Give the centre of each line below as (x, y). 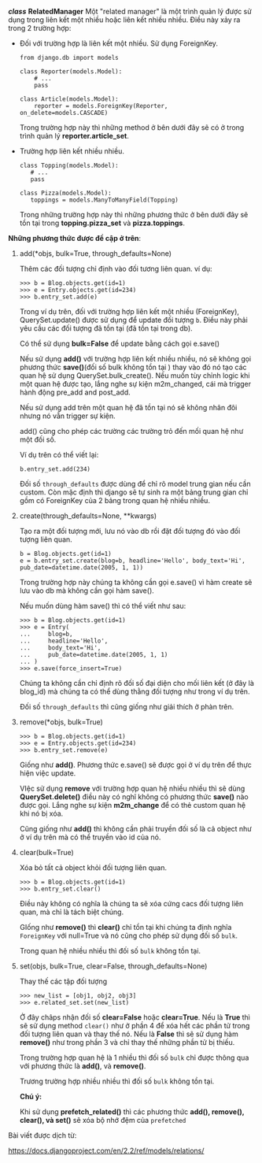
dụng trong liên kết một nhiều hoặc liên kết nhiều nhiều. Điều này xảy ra (124, 20)
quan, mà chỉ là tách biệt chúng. (72, 912)
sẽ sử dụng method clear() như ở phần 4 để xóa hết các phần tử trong (135, 1026)
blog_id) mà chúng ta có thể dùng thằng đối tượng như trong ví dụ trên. (135, 691)
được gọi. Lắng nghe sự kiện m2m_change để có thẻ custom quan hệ (133, 805)
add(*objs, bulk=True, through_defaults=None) (95, 254)
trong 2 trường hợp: (40, 28)
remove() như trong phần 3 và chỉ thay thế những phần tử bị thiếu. (127, 1042)
